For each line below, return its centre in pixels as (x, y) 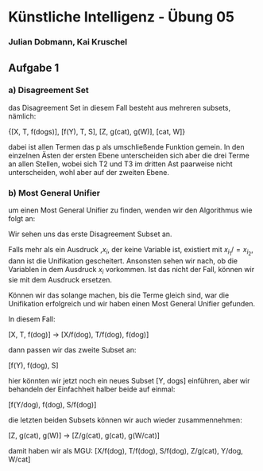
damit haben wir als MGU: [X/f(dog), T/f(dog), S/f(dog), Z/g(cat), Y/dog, (126, 451)
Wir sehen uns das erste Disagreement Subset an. (90, 234)
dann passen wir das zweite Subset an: (72, 350)
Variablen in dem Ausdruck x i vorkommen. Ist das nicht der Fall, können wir (131, 271)
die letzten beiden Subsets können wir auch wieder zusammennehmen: (125, 420)
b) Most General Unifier (54, 193)
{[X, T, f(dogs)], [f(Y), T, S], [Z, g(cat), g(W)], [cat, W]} (97, 131)
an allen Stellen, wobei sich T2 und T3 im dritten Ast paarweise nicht (120, 164)
